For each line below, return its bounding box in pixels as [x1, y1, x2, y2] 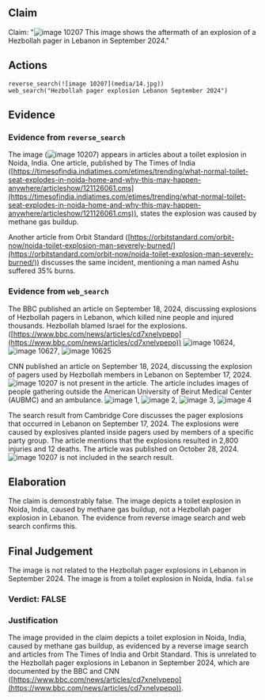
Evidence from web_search [8, 286, 109, 297]
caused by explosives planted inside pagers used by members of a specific [8, 427, 255, 436]
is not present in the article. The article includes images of [59, 378, 249, 387]
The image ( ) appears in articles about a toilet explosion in [8, 150, 247, 159]
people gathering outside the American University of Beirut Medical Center [8, 386, 252, 396]
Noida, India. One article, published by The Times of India [8, 158, 196, 168]
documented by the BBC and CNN [8, 667, 120, 676]
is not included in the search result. [59, 452, 174, 462]
